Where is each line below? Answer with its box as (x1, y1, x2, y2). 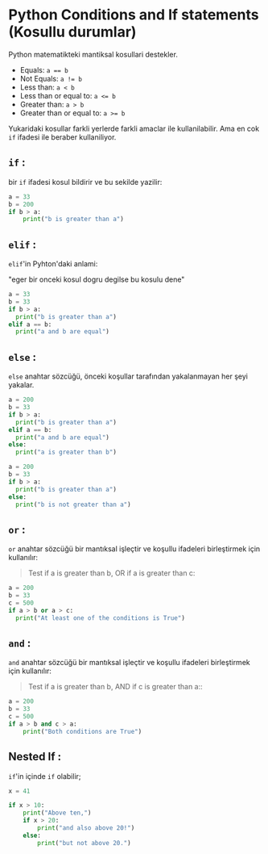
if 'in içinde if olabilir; (8, 771, 82, 781)
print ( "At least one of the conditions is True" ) (15, 613, 185, 622)
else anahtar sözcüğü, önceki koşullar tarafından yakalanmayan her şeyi (8, 371, 248, 381)
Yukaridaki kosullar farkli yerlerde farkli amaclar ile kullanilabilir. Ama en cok (8, 123, 260, 133)
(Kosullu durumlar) (8, 23, 137, 41)
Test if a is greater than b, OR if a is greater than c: (27, 568, 196, 578)
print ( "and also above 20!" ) (37, 824, 135, 832)
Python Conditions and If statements (8, 6, 259, 24)
